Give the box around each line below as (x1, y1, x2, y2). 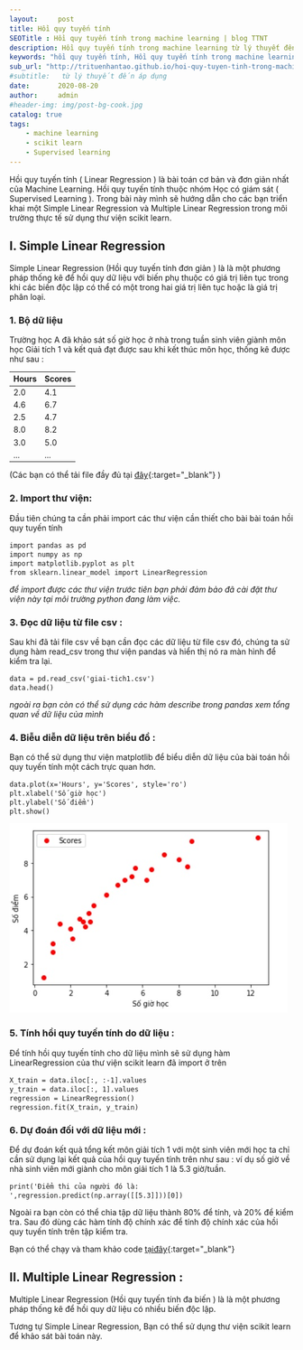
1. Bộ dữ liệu (9, 314, 63, 326)
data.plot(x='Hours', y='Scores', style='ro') (9, 780, 188, 790)
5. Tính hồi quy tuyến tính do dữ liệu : (9, 1027, 175, 1039)
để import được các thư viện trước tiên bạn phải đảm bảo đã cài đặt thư (9, 584, 278, 595)
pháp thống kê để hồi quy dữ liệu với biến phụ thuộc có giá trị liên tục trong (9, 272, 289, 283)
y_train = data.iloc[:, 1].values (9, 1084, 140, 1093)
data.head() (9, 683, 54, 693)
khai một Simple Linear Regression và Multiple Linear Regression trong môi (9, 202, 288, 213)
